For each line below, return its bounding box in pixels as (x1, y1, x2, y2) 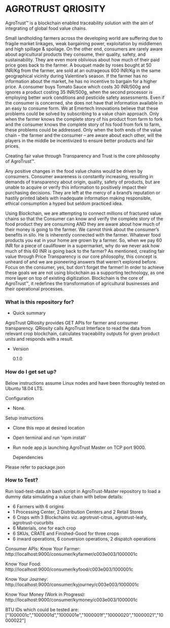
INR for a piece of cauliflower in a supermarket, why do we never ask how (5, 242, 160, 249)
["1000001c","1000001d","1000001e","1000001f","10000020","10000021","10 (5, 612, 163, 618)
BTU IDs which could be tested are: (5, 606, 79, 612)
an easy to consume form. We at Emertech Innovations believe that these (5, 105, 158, 111)
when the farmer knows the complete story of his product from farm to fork (5, 116, 163, 122)
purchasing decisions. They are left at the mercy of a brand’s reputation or (5, 189, 161, 195)
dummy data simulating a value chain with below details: (5, 493, 123, 500)
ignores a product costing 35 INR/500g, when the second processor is (5, 89, 153, 95)
